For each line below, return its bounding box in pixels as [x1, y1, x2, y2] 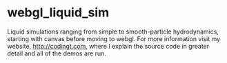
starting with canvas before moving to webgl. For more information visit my [7, 34, 221, 42]
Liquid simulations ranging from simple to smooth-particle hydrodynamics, [7, 27, 219, 36]
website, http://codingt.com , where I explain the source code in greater [7, 42, 210, 50]
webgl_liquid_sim [7, 5, 109, 21]
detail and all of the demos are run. [7, 49, 107, 58]
